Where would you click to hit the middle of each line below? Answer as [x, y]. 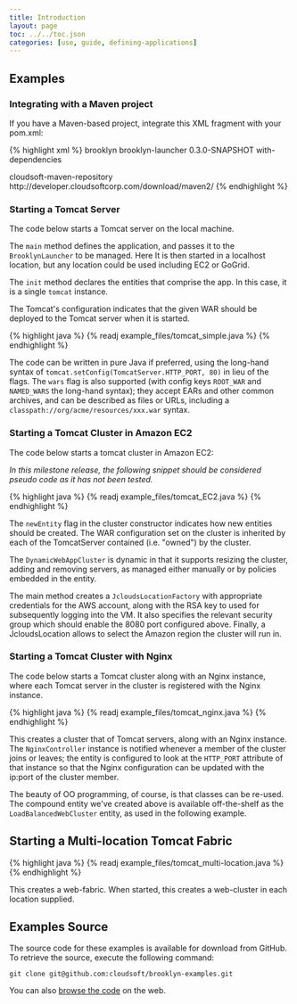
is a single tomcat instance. [59, 292]
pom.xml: [26, 132]
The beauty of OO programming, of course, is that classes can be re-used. [146, 794]
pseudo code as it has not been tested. [81, 479]
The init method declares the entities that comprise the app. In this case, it [148, 283]
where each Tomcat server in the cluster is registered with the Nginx [135, 685]
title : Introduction [48, 17]
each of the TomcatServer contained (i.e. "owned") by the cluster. [130, 542]
